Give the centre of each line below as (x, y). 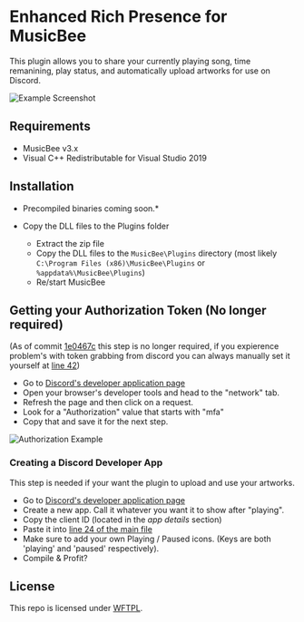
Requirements (50, 126)
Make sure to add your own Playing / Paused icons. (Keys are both (147, 539)
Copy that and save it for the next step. (95, 422)
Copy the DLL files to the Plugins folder (96, 226)
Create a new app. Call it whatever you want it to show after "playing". (153, 510)
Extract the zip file (70, 243)
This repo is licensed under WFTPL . (76, 608)
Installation (42, 186)
